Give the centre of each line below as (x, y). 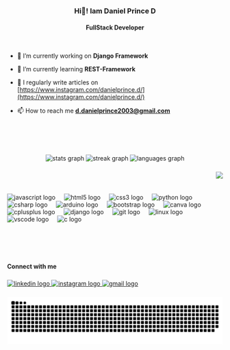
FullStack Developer (115, 27)
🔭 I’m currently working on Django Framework (82, 56)
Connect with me (32, 266)
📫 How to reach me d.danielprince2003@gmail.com (93, 111)
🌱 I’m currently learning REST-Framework (76, 69)
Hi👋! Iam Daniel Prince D (115, 11)
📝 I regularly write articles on (57, 82)
